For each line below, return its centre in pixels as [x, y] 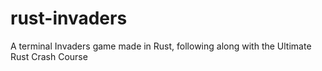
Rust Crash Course [49, 56]
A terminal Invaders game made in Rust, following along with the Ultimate [161, 46]
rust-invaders [69, 18]
